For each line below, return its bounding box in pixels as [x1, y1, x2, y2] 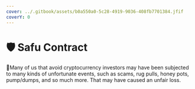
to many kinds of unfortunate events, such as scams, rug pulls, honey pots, [6, 70, 189, 77]
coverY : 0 [6, 14, 31, 20]
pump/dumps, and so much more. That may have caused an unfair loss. [6, 77, 181, 84]
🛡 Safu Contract [6, 41, 88, 54]
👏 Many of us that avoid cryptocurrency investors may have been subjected [6, 64, 189, 71]
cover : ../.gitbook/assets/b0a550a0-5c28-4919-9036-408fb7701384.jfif [6, 8, 184, 15]
